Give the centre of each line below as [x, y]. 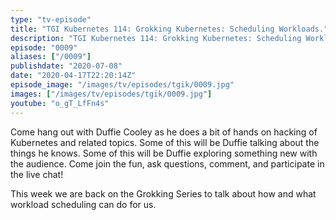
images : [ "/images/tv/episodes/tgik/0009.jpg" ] [111, 94]
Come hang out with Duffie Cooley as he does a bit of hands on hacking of [164, 132]
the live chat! [37, 174]
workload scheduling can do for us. [83, 204]
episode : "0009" [44, 47]
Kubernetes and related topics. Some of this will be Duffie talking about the [165, 142]
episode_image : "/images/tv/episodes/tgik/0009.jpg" [122, 85]
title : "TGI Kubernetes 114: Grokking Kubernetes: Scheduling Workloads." [169, 29]
